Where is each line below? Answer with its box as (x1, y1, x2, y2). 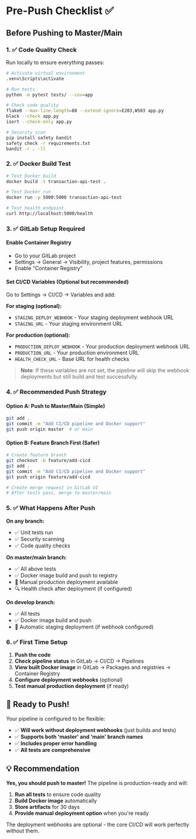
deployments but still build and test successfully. (20, 373, 138, 380)
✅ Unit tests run (14, 529, 53, 536)
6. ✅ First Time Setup (6, 638, 68, 646)
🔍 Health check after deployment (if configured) (14, 585, 133, 592)
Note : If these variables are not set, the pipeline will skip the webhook (20, 367, 190, 374)
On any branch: (6, 517, 45, 524)
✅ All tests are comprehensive (14, 746, 91, 753)
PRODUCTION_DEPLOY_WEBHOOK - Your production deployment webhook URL (14, 343, 190, 350)
